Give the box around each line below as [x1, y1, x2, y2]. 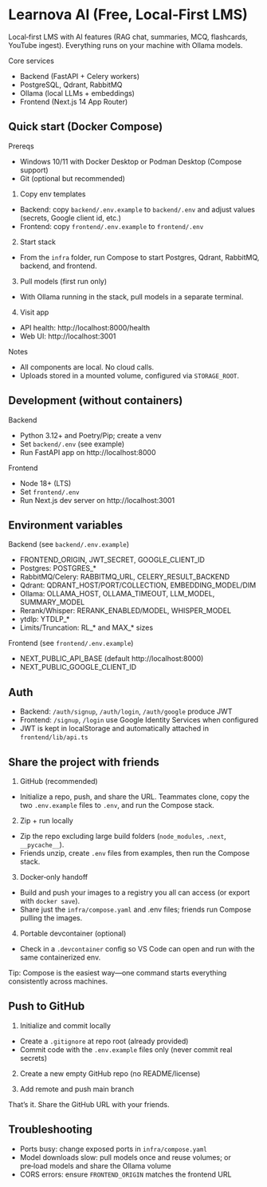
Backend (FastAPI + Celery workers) [19, 71, 140, 81]
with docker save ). [19, 896, 80, 905]
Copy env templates [19, 189, 86, 199]
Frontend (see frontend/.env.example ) [8, 639, 134, 648]
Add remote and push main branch [19, 1084, 135, 1094]
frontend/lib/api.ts [19, 734, 88, 742]
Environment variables [8, 518, 124, 532]
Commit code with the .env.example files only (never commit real [19, 1044, 233, 1054]
